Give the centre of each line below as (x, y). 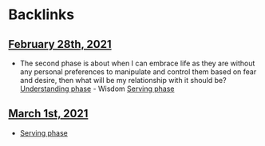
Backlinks (42, 15)
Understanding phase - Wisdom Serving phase (97, 89)
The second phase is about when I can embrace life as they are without (137, 63)
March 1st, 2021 (48, 114)
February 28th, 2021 (60, 44)
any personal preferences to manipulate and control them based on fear (138, 72)
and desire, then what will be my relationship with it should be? (123, 80)
